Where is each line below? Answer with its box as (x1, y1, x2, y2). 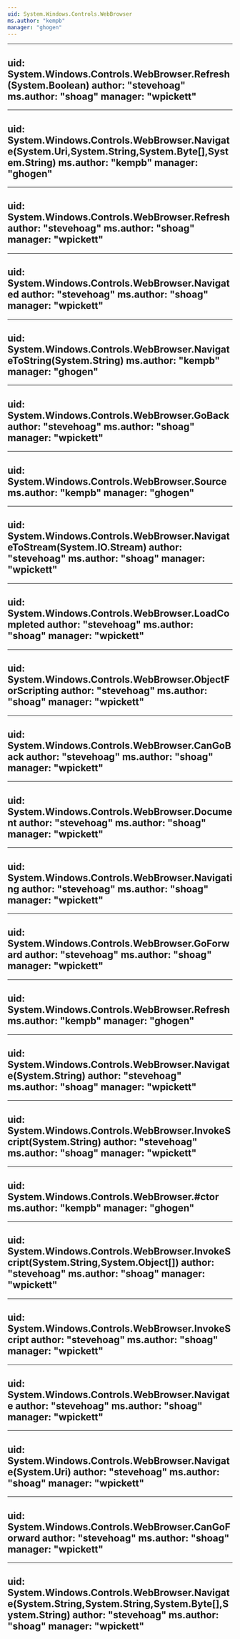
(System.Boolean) (7, 79, 90, 91)
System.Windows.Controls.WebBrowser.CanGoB (7, 739, 231, 751)
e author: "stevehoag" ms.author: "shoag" (7, 1400, 203, 1412)
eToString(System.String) (7, 355, 124, 367)
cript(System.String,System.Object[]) (7, 1257, 179, 1269)
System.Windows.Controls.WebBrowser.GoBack (7, 409, 230, 422)
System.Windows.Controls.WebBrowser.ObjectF (7, 673, 230, 686)
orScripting (7, 685, 59, 697)
